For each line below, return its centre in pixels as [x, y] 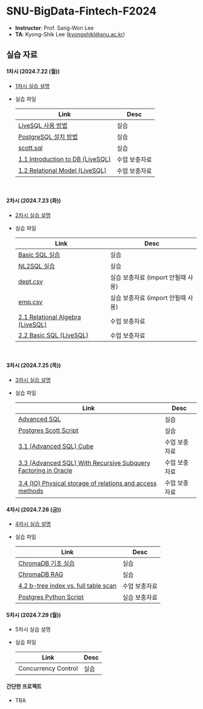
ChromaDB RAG [40, 574]
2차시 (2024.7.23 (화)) [34, 201]
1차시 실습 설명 [32, 86]
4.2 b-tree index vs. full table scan [67, 586]
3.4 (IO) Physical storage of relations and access [87, 483]
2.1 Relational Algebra [50, 317]
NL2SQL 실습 [37, 266]
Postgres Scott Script [48, 430]
